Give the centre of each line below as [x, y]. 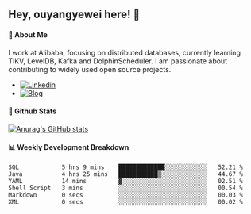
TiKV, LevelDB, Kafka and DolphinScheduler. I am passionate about [118, 61]
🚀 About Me [28, 34]
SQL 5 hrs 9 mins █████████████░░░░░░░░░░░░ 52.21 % [126, 167]
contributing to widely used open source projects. [90, 69]
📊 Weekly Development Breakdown [69, 147]
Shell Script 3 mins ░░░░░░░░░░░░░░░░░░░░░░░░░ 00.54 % [126, 188]
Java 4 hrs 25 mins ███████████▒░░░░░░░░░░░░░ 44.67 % [126, 174]
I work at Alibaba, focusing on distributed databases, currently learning [124, 52]
